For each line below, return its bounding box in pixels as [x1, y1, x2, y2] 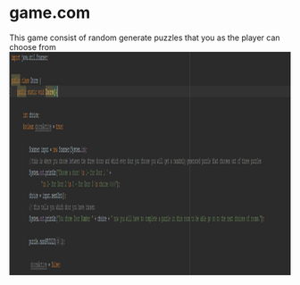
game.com [9, 3, 91, 23]
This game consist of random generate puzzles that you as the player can [9, 32, 280, 43]
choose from [9, 41, 56, 52]
